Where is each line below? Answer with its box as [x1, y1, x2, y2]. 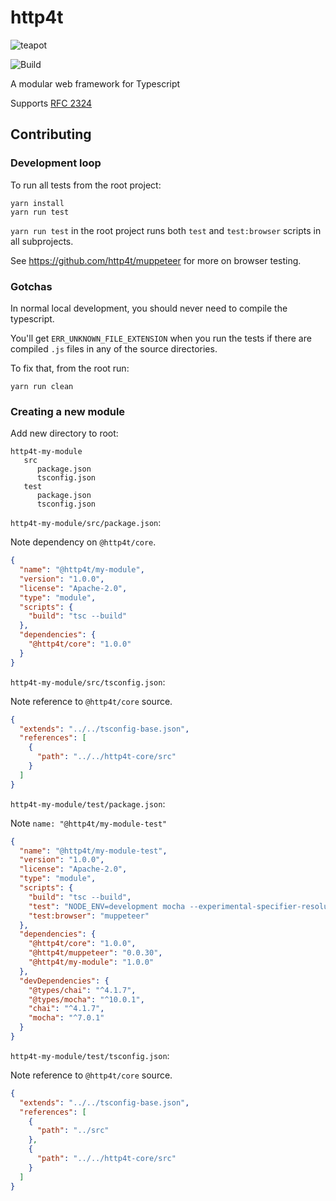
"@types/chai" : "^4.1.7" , [28, 985, 137, 995]
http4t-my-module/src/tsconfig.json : [10, 676, 166, 688]
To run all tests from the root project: [10, 179, 162, 191]
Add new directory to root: [10, 427, 119, 440]
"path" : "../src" [36, 1126, 110, 1136]
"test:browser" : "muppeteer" [28, 911, 150, 921]
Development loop [10, 156, 102, 170]
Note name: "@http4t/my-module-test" [10, 817, 168, 829]
